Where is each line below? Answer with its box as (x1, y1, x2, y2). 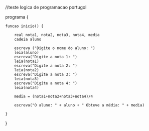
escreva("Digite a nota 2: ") (14, 63, 78, 68)
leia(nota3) (14, 76, 39, 81)
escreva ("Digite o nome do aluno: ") (14, 46, 95, 51)
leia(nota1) (14, 59, 39, 64)
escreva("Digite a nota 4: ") (14, 81, 78, 86)
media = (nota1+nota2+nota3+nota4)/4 (14, 94, 93, 99)
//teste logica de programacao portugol (5, 5, 87, 10)
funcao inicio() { (5, 24, 44, 29)
